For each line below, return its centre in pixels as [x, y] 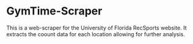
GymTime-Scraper [54, 11]
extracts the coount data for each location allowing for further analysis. [96, 34]
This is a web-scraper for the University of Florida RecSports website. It [97, 28]
